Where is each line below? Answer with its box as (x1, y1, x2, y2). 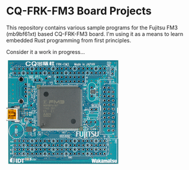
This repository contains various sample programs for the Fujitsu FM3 (6, 24, 178, 31)
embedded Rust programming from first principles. (6, 37, 132, 44)
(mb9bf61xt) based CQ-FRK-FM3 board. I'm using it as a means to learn (6, 30, 184, 37)
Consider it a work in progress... (6, 48, 86, 55)
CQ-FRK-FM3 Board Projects (6, 4, 152, 18)
